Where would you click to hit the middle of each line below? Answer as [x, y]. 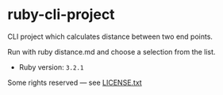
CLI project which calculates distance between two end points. [110, 36]
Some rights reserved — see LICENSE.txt [75, 82]
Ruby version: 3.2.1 [51, 67]
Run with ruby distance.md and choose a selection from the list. [111, 51]
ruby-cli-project [62, 15]
